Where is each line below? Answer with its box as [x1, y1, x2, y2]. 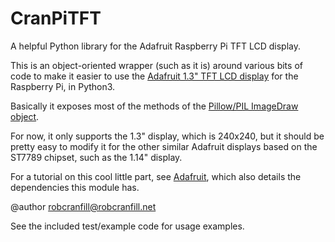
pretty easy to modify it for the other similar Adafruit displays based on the [10, 140, 318, 152]
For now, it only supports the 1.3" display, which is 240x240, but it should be [10, 130, 325, 142]
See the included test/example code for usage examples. [10, 220, 245, 232]
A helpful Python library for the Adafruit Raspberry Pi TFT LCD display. [10, 40, 301, 52]
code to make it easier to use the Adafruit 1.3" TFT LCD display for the [10, 70, 299, 82]
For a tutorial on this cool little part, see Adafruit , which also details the [10, 170, 302, 182]
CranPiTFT [10, 7, 102, 30]
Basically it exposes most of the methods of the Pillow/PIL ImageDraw [10, 100, 299, 112]
